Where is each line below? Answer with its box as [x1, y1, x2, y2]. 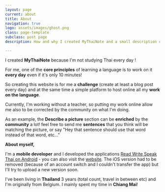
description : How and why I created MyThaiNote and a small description [5, 39, 157, 44]
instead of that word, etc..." [5, 131, 60, 138]
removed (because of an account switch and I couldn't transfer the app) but [5, 161, 159, 167]
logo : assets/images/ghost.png [5, 26, 69, 31]
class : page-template [5, 30, 50, 35]
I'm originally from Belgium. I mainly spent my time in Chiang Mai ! [5, 181, 138, 187]
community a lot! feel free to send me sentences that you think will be [5, 121, 148, 127]
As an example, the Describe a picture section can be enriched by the [5, 116, 148, 122]
